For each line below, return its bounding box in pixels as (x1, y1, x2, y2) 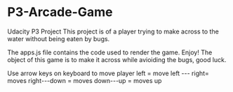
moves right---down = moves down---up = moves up (7, 76, 162, 84)
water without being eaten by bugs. (7, 34, 110, 43)
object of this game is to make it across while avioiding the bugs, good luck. (7, 55, 227, 63)
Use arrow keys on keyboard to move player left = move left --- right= (7, 69, 209, 77)
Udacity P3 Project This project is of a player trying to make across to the (7, 27, 219, 36)
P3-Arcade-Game (7, 4, 113, 20)
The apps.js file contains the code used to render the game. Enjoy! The (7, 48, 213, 56)
